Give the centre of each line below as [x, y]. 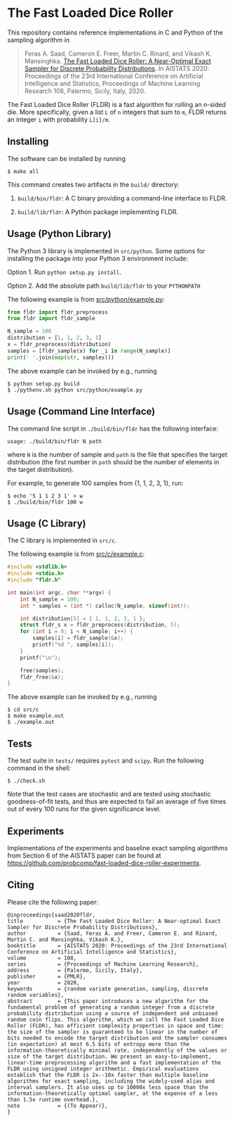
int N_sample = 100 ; [50, 599]
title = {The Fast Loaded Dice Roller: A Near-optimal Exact [114, 921]
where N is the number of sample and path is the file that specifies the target [117, 454]
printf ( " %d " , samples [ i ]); [73, 645]
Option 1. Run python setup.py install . [64, 272]
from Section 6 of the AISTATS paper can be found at [84, 855]
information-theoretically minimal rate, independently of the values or [117, 1050]
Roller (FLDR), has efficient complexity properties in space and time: [116, 1026]
